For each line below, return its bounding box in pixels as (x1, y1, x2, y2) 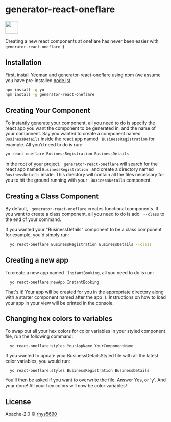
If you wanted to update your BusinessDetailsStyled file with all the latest (5, 353, 159, 359)
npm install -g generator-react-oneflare (5, 92, 95, 97)
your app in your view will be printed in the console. (5, 299, 114, 306)
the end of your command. (5, 216, 61, 223)
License (5, 397, 31, 406)
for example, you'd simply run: (5, 232, 69, 238)
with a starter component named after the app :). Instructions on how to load (5, 294, 166, 300)
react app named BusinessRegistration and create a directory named (5, 166, 154, 172)
